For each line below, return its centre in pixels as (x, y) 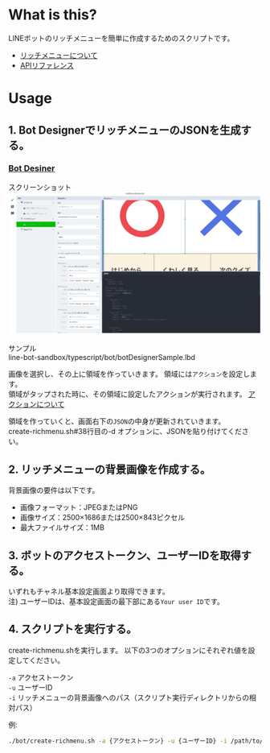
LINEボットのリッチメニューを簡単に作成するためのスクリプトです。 (121, 38)
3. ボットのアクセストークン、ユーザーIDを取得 (125, 555)
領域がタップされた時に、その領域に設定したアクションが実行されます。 (127, 394)
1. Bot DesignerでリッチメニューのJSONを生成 (125, 130)
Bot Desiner (32, 168)
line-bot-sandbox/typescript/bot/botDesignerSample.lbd (102, 358)
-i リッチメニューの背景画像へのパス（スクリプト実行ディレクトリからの (129, 697)
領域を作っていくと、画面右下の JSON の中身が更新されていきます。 (117, 421)
